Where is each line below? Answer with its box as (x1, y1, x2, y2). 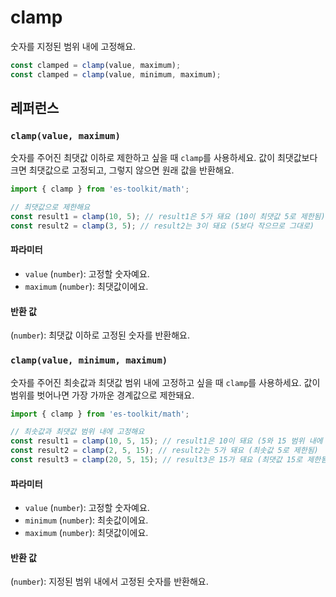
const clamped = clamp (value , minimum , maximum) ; (10, 69, 222, 80)
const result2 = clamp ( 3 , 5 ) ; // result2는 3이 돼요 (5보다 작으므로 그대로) (10, 221, 315, 231)
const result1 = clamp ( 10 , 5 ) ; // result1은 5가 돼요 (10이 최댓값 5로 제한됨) (10, 212, 326, 222)
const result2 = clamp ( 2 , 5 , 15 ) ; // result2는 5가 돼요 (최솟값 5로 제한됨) (10, 446, 319, 456)
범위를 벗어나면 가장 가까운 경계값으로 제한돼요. (10, 389, 195, 401)
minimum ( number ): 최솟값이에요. (24, 514, 149, 526)
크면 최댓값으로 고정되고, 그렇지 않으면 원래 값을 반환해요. (10, 164, 235, 176)
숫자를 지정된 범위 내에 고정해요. (10, 40, 137, 52)
